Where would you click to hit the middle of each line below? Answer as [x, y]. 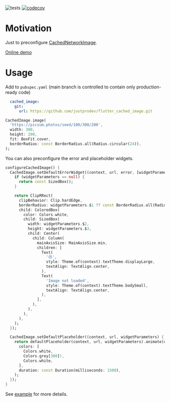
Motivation [29, 28]
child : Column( [48, 238]
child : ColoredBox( [39, 210]
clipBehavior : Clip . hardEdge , [50, 200]
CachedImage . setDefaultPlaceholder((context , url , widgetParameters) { [87, 337]
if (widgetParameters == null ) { [50, 177]
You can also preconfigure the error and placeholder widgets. [70, 158]
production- [149, 87]
